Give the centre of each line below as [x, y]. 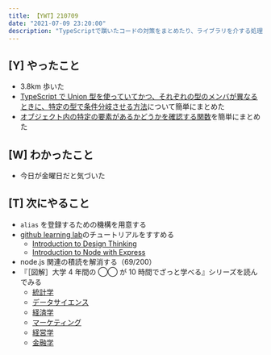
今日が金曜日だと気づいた [63, 175]
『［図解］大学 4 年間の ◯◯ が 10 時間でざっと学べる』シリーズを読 [135, 272]
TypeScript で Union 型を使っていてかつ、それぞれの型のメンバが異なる [139, 97]
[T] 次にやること [49, 204]
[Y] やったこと [44, 65]
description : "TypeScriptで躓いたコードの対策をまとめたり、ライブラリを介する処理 [136, 31]
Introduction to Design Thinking [84, 244]
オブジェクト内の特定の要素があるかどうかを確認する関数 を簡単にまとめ [140, 117]
